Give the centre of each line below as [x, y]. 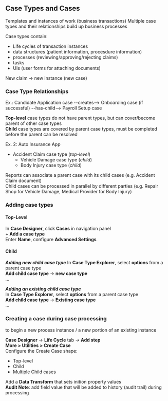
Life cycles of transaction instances [50, 46]
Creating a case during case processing [56, 319]
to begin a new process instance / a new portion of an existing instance [81, 330]
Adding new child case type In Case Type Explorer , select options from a [84, 263]
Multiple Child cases [34, 372]
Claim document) [24, 181]
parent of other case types [34, 123]
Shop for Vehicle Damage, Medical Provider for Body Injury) [69, 192]
